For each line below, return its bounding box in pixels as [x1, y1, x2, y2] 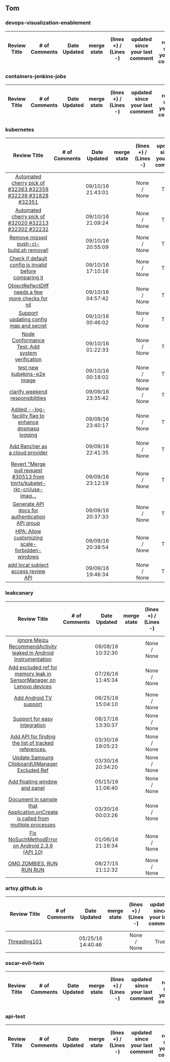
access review [11, 568, 46, 575]
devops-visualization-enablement [5, 19, 91, 26]
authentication [11, 513, 46, 520]
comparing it [13, 274, 44, 281]
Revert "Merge [11, 460, 46, 468]
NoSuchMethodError [8, 836, 58, 843]
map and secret [10, 322, 47, 329]
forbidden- [15, 547, 42, 554]
